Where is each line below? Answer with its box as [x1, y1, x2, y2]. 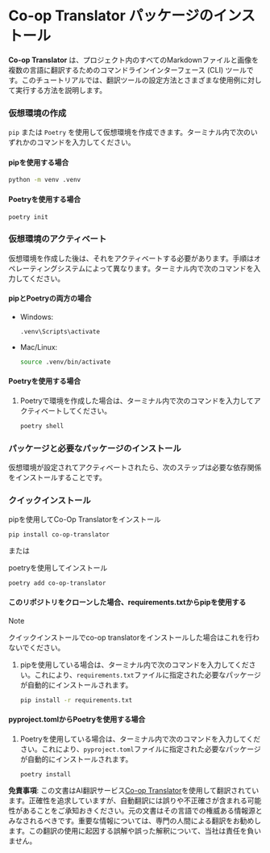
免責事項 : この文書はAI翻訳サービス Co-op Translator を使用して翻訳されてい [8, 786, 260, 796]
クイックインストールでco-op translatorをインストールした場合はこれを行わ [8, 632, 260, 642]
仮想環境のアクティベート [8, 233, 107, 245]
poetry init [8, 212, 48, 221]
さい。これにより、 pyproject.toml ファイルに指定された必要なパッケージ [19, 744, 261, 754]
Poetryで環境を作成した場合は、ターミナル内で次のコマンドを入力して [19, 396, 254, 405]
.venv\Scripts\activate [19, 327, 101, 335]
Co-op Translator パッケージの [8, 6, 214, 25]
